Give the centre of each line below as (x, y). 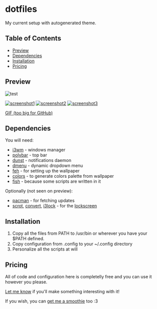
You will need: (19, 140)
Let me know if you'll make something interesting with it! (62, 291)
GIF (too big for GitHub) (29, 113)
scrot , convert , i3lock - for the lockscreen (55, 206)
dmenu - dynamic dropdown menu (47, 166)
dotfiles (21, 9)
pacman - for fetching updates (43, 201)
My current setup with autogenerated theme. (51, 23)
